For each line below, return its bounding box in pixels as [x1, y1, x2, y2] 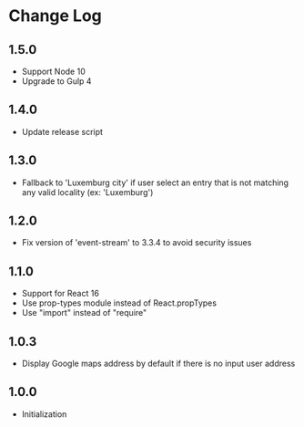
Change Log [8, 5, 102, 26]
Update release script [21, 126, 104, 137]
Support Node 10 [21, 66, 86, 77]
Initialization [21, 408, 67, 420]
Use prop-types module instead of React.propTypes [21, 297, 218, 308]
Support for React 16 [21, 288, 99, 299]
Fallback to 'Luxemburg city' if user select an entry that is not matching [21, 177, 289, 188]
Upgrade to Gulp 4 [21, 76, 92, 87]
